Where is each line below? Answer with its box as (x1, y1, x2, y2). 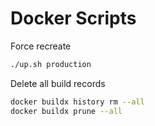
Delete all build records (10, 77, 106, 89)
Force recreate (10, 40, 72, 52)
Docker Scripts (10, 7, 137, 30)
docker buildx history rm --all (10, 97, 145, 107)
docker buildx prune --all (10, 106, 123, 116)
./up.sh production (10, 59, 92, 69)
